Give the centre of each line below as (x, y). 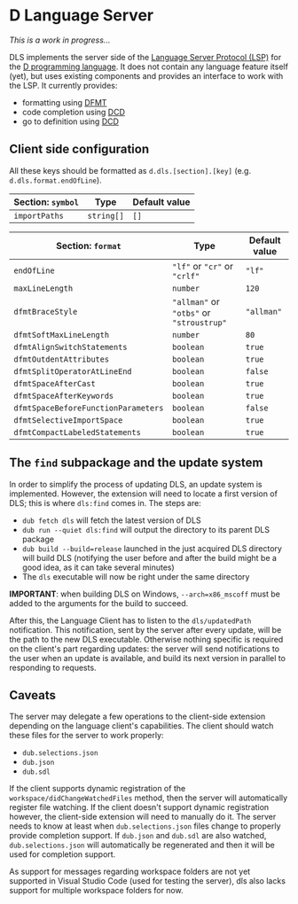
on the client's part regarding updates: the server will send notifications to (145, 649)
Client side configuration (79, 149)
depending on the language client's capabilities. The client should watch (141, 726)
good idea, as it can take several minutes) (98, 567)
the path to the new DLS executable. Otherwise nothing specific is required (146, 639)
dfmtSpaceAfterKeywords (64, 396)
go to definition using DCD (71, 121)
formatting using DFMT (64, 102)
